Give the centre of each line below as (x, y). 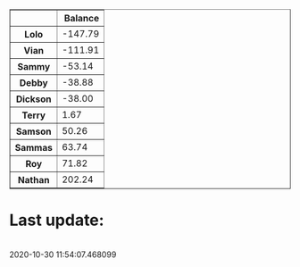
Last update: (57, 220)
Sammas (34, 148)
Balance (82, 18)
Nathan (33, 180)
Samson (34, 131)
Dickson (33, 99)
